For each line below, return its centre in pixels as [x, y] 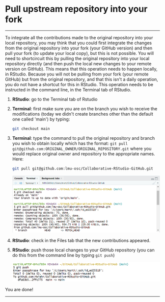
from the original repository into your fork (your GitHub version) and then [79, 48]
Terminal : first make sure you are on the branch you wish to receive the [85, 108]
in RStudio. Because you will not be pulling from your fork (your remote [77, 74]
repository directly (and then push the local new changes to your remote [78, 63]
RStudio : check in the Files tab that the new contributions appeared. [81, 240]
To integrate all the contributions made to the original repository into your [79, 37]
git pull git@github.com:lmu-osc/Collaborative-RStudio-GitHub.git [82, 168]
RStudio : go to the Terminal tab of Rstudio [55, 99]
